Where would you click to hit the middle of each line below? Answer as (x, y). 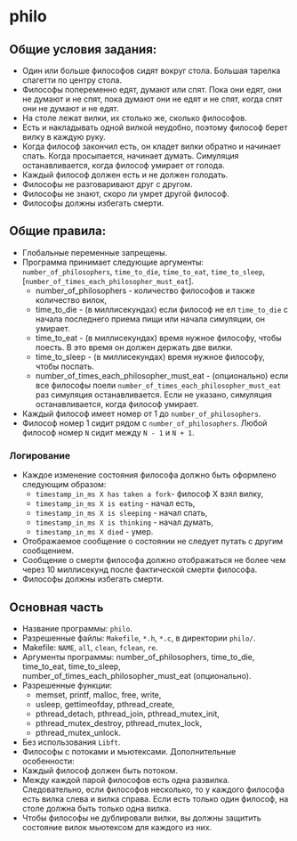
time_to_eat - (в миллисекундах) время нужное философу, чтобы (158, 338)
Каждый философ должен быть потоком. (100, 770)
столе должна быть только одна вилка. (96, 808)
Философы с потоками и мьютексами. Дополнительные (129, 751)
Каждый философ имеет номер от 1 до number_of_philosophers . (141, 413)
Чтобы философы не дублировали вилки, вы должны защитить (142, 818)
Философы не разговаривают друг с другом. (107, 184)
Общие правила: (58, 231)
